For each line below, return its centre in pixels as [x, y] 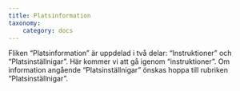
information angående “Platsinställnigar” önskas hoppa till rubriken [118, 70]
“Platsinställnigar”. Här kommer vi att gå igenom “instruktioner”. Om [119, 61]
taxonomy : [25, 23]
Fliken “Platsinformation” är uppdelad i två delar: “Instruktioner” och [120, 53]
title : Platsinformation [50, 16]
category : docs [48, 30]
